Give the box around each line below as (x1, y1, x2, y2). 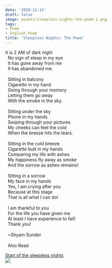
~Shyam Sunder (7, 232, 41, 238)
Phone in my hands (7, 114, 48, 120)
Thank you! (7, 221, 31, 227)
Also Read (7, 242, 29, 248)
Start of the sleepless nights (5, 252, 64, 258)
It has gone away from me (7, 60, 62, 66)
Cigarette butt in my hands (7, 146, 63, 152)
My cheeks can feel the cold (7, 124, 67, 130)
